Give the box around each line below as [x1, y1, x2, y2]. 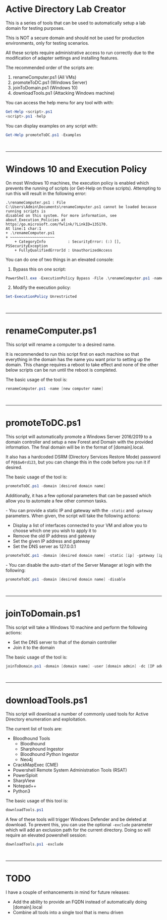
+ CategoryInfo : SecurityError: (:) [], [14, 239, 121, 244]
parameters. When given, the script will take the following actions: [5, 513, 141, 519]
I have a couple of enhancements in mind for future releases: [5, 889, 130, 895]
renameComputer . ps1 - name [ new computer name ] [5, 386, 104, 392]
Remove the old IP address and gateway [12, 532, 96, 539]
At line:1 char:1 [5, 226, 42, 231]
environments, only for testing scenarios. [5, 40, 90, 46]
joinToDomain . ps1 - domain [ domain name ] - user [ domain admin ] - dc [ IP [5, 663, 155, 668]
